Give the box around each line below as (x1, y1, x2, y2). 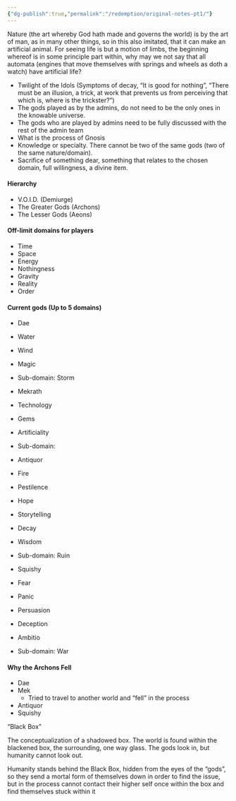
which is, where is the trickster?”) (17, 96, 115, 104)
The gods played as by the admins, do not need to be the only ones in (17, 103, 221, 112)
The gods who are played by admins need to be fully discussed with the (17, 118, 227, 127)
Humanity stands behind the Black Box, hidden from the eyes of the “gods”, (7, 765, 227, 773)
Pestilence (17, 483, 49, 491)
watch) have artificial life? (7, 67, 82, 76)
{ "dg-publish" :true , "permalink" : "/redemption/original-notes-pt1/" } (7, 10, 213, 18)
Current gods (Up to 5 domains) (7, 303, 102, 311)
